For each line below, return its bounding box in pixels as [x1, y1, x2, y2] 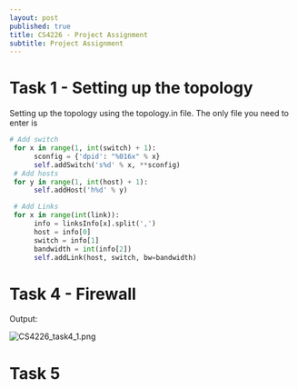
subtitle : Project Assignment [9, 38, 124, 48]
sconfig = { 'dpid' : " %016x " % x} [33, 152, 161, 161]
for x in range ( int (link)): [13, 211, 120, 220]
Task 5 [9, 363, 61, 384]
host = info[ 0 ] [33, 227, 92, 236]
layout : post [9, 13, 59, 23]
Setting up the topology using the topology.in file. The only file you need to [9, 108, 289, 119]
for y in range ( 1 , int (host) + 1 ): [13, 177, 148, 186]
